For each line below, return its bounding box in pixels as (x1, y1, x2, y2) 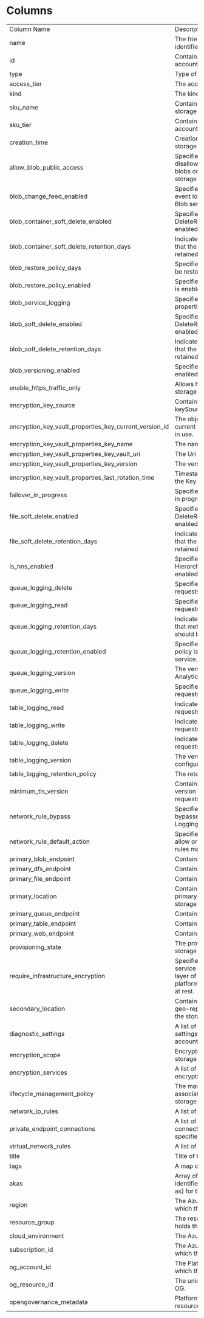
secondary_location (9, 1004, 66, 1013)
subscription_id (9, 1245, 53, 1254)
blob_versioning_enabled (9, 366, 80, 374)
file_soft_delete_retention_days (9, 537, 98, 545)
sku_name (9, 103, 38, 111)
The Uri (175, 449, 196, 458)
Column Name (9, 25, 50, 33)
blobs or (175, 167, 199, 175)
